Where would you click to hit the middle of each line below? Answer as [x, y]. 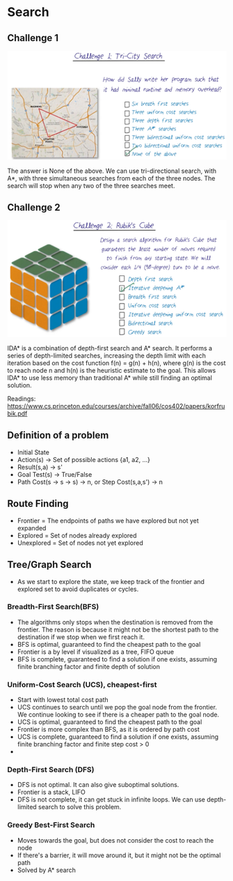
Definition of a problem [58, 435]
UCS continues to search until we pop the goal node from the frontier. [117, 707]
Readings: [22, 399]
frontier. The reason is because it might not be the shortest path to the [118, 629]
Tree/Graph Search [49, 565]
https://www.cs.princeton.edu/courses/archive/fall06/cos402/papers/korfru [116, 406]
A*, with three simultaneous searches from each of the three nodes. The [111, 178]
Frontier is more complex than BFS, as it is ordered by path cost [109, 730]
